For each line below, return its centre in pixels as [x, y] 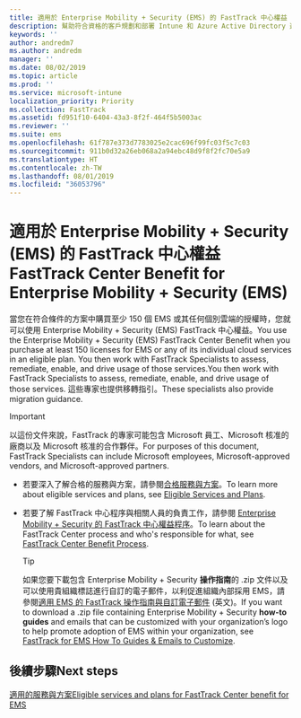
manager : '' [31, 59]
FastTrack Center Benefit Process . [86, 544]
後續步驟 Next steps [64, 671]
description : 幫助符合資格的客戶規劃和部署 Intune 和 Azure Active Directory [148, 26]
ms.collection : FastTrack [57, 109]
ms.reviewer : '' [39, 127]
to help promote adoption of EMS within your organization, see [138, 631]
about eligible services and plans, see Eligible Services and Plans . [144, 495]
